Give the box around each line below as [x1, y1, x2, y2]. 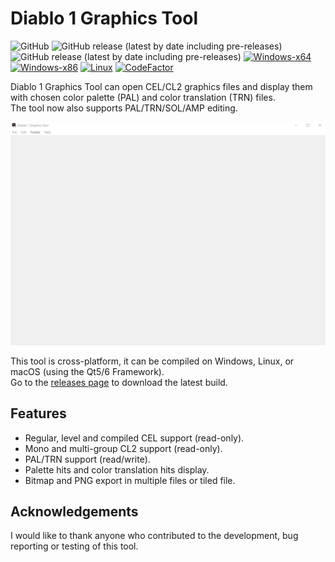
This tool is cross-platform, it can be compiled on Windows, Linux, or [10, 355, 295, 367]
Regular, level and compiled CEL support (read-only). [24, 432, 245, 444]
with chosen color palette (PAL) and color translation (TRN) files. [10, 91, 276, 103]
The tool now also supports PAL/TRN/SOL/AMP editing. [10, 102, 238, 114]
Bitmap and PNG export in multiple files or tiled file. [24, 474, 236, 486]
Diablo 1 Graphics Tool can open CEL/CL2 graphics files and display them [10, 80, 313, 92]
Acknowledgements [10, 503, 139, 520]
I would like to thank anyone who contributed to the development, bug [10, 530, 299, 542]
